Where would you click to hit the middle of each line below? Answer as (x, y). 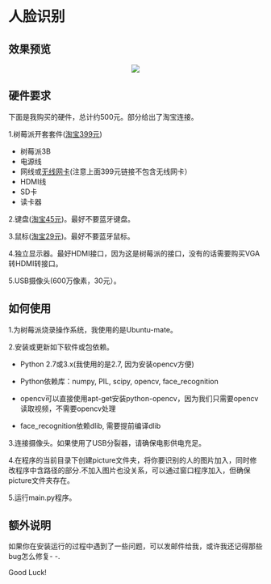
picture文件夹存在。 (42, 480)
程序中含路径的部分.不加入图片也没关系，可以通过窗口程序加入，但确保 (133, 470)
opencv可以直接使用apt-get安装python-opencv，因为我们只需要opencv (139, 398)
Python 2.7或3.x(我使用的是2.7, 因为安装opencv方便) (107, 364)
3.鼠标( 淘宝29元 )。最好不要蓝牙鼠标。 (71, 236)
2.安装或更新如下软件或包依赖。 (61, 347)
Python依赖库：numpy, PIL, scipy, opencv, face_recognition (119, 381)
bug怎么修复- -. (34, 556)
